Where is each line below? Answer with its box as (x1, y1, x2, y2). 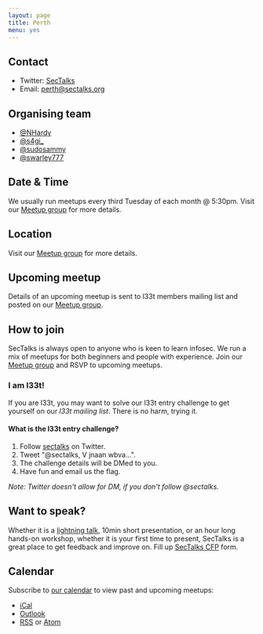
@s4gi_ (19, 137, 45, 145)
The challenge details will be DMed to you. (19, 458, 158, 468)
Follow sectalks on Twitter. (19, 441, 106, 451)
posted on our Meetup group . (8, 300, 104, 310)
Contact (8, 55, 49, 68)
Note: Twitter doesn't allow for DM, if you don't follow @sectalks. (8, 482, 220, 491)
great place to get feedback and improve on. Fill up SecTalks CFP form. (8, 542, 239, 552)
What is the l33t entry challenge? (8, 424, 119, 434)
